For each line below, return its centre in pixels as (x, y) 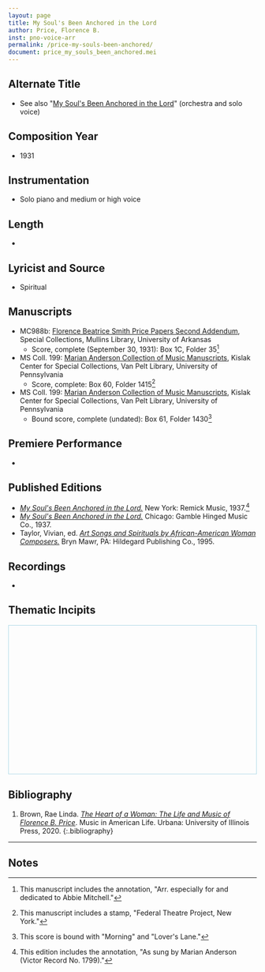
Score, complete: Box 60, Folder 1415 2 (93, 383)
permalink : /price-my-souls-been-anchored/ (81, 45)
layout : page (30, 15)
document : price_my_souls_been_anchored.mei (82, 52)
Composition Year (53, 136)
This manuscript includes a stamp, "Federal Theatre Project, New (125, 913)
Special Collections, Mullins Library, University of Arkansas (115, 339)
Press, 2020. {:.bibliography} (66, 831)
